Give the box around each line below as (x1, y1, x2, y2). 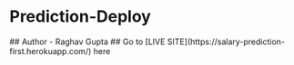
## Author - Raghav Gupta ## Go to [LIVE (9, 36, 166, 47)
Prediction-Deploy (9, 6, 152, 27)
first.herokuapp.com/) (9, 45, 92, 56)
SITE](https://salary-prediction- (167, 36, 285, 47)
